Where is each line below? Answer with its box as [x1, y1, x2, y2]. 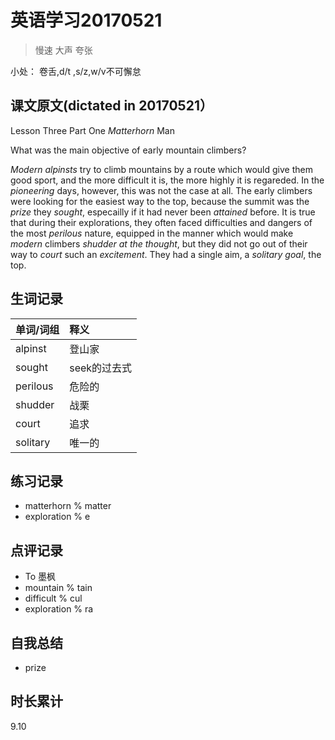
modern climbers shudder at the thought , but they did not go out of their [10, 237, 308, 250]
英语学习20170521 [10, 9, 163, 32]
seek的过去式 [69, 361, 133, 375]
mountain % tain [24, 582, 93, 594]
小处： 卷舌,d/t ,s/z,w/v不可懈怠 [10, 65, 142, 77]
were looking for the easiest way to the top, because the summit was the [10, 195, 310, 207]
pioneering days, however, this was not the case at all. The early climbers [10, 184, 313, 196]
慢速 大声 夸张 [34, 44, 93, 56]
